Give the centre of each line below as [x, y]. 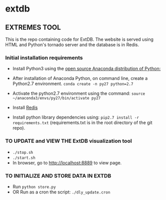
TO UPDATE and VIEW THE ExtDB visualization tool [69, 141]
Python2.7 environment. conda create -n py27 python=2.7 [73, 84]
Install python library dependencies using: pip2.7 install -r [76, 117]
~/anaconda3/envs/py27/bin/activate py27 [56, 98]
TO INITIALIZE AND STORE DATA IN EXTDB [58, 175]
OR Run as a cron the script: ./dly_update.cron [61, 192]
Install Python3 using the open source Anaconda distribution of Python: [87, 69]
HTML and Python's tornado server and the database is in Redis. [72, 45]
